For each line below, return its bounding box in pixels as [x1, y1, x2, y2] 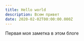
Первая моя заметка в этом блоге [5, 30, 79, 36]
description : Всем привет [5, 12, 59, 17]
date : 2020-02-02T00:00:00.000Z [5, 16, 73, 21]
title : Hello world [5, 7, 46, 12]
